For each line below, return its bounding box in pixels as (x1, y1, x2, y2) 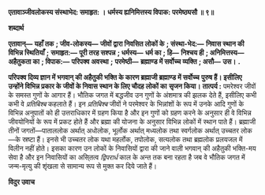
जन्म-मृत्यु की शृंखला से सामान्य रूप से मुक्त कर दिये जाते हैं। (8, 162, 158, 171)
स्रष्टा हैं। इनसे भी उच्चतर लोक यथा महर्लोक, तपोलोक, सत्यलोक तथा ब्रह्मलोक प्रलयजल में (22, 135, 243, 144)
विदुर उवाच (8, 178, 35, 186)
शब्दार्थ (8, 24, 24, 32)
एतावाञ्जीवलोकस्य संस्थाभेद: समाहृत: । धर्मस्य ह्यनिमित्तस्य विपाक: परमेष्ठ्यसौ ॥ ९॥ (8, 8, 215, 17)
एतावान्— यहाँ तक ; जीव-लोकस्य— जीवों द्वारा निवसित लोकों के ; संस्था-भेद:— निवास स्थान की (8, 39, 244, 48)
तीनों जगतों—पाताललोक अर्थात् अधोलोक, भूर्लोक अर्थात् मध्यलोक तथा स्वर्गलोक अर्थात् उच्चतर (8, 126, 239, 135)
